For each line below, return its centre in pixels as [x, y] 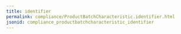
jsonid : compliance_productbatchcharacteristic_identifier [80, 22]
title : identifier [29, 11]
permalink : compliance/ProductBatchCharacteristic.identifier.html [91, 17]
